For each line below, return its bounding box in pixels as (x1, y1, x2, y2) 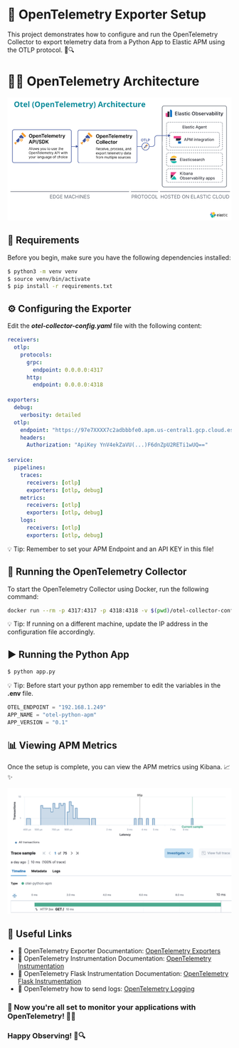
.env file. (7, 689, 33, 698)
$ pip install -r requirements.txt (7, 283, 113, 290)
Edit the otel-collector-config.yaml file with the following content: (7, 322, 203, 330)
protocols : (20, 351, 53, 359)
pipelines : (14, 464, 46, 471)
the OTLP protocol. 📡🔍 (7, 46, 75, 54)
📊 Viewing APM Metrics (7, 739, 117, 751)
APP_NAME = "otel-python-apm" (7, 711, 97, 719)
